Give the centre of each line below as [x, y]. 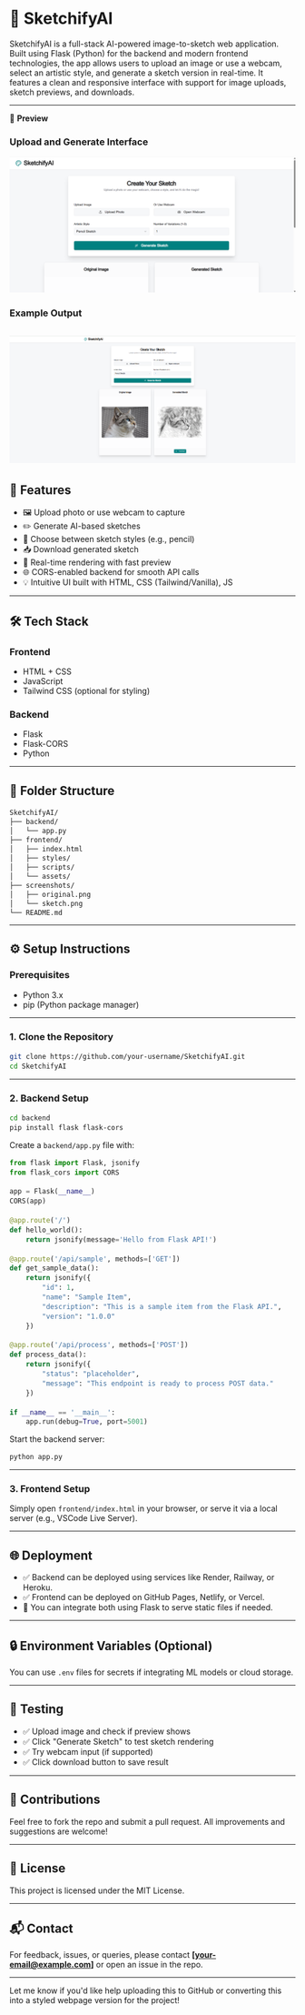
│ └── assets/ [40, 877]
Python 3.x [43, 994]
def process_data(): [49, 1355]
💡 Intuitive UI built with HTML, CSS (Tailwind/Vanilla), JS [128, 582]
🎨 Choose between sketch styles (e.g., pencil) [108, 539]
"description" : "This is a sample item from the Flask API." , [162, 1306]
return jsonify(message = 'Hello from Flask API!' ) [122, 1239]
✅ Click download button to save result [95, 1762]
